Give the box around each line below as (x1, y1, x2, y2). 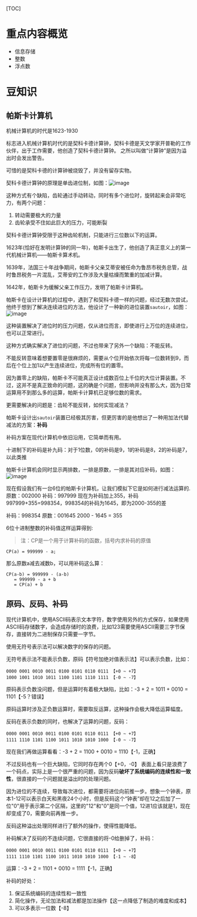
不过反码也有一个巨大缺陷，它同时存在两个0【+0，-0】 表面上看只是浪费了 (6, 760, 188, 767)
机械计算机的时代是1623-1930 (6, 127, 78, 134)
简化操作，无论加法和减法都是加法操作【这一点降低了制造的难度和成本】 (14, 897, 189, 904)
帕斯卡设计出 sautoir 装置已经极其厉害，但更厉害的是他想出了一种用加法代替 (6, 414, 189, 421)
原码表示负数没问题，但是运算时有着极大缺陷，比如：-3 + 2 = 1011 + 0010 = (6, 686, 189, 693)
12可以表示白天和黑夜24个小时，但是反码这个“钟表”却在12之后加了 (15, 795, 176, 802)
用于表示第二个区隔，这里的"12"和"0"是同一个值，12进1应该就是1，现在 (19, 802, 191, 809)
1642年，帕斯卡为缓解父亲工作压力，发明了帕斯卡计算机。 (6, 283, 147, 290)
